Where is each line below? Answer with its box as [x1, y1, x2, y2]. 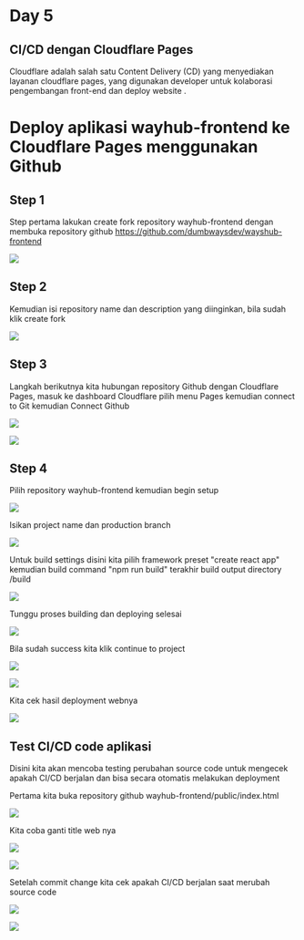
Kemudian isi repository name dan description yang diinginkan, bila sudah [9, 303, 287, 315]
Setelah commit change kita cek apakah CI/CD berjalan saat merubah [9, 877, 270, 888]
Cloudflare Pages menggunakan [9, 137, 258, 158]
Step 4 [9, 461, 48, 477]
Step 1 [9, 192, 46, 208]
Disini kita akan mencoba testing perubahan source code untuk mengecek [9, 763, 289, 774]
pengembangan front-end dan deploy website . [9, 86, 187, 96]
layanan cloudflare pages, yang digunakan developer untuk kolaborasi [9, 76, 273, 87]
